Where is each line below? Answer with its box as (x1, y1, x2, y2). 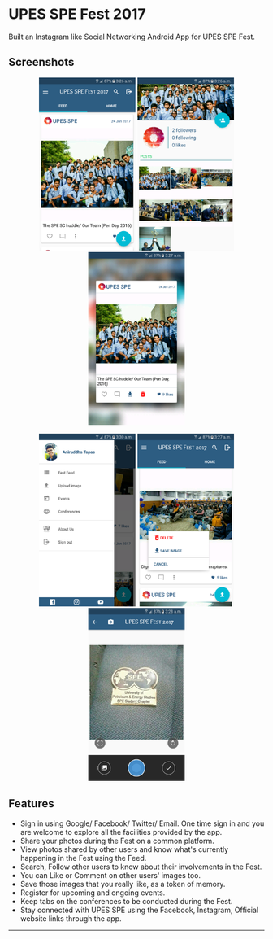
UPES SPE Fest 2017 (8, 5, 146, 24)
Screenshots (8, 55, 75, 69)
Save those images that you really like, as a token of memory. (19, 879, 226, 889)
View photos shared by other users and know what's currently (19, 844, 229, 854)
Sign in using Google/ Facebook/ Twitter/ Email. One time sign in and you (19, 819, 265, 828)
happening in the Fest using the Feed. (19, 853, 147, 863)
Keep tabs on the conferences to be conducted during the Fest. (19, 896, 233, 906)
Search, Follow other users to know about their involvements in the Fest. (19, 862, 262, 871)
